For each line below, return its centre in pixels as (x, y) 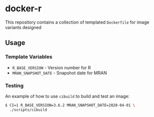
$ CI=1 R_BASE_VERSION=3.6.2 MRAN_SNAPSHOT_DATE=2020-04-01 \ (70, 105)
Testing (14, 86)
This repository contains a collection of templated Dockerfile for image (77, 22)
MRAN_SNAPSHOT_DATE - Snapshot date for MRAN (60, 73)
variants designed (23, 27)
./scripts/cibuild (29, 110)
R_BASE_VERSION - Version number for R (51, 67)
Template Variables (29, 57)
